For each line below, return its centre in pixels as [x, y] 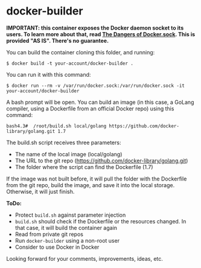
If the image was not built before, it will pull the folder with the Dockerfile [97, 179]
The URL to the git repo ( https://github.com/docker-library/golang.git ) [101, 161]
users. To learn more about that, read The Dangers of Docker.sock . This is [101, 34]
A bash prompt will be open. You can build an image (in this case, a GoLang [100, 102]
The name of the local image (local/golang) [69, 154]
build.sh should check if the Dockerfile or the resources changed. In [101, 221]
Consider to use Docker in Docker [57, 247]
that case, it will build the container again [66, 228]
